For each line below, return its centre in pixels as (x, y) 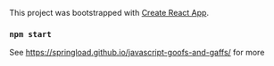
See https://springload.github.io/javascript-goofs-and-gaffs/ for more (137, 53)
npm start (30, 34)
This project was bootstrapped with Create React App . (109, 13)
